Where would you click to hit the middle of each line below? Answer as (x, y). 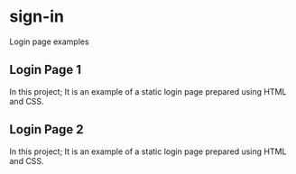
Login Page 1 (46, 70)
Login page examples (49, 41)
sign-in (37, 17)
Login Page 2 (46, 129)
